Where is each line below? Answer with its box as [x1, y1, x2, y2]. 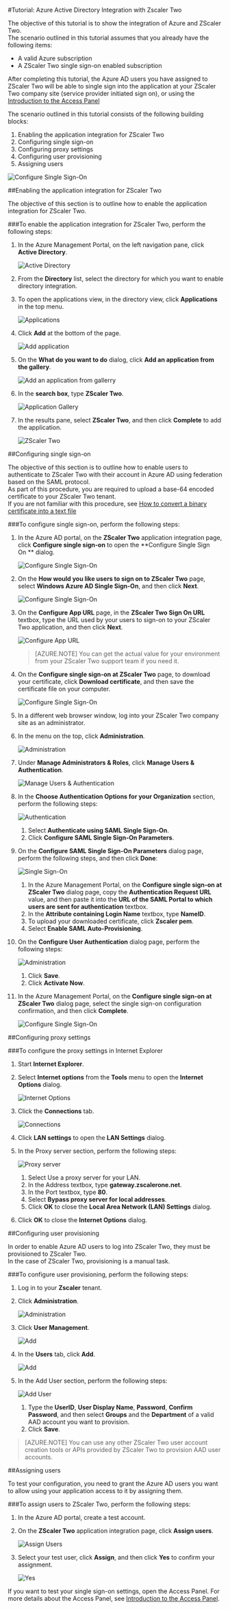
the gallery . [17, 363, 51, 371]
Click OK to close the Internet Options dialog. [17, 1216, 148, 1224]
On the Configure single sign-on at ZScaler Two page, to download [17, 670, 211, 678]
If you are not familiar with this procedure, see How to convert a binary [8, 500, 207, 508]
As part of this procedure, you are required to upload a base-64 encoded [8, 485, 214, 493]
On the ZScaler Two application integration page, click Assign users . [17, 1527, 214, 1535]
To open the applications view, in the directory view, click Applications [17, 295, 218, 303]
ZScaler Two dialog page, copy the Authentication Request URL [27, 888, 212, 896]
